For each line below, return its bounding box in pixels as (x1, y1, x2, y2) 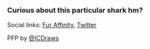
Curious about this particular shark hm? (7, 5, 143, 15)
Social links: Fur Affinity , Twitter (7, 21, 97, 29)
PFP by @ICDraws (7, 34, 59, 42)
